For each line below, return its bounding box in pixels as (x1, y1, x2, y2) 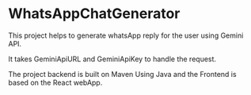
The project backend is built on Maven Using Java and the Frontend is (8, 69, 237, 79)
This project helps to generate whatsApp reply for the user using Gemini (8, 31, 244, 40)
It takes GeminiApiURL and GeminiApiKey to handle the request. (8, 54, 216, 64)
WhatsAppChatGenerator (8, 5, 181, 23)
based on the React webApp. (8, 78, 103, 87)
